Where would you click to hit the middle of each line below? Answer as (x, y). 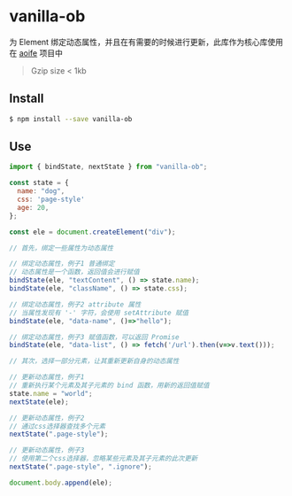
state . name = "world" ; (51, 393)
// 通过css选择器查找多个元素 (58, 426)
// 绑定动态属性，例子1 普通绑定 (62, 264)
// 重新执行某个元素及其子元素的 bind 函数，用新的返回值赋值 (109, 386)
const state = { (39, 183)
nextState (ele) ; (39, 402)
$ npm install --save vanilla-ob (71, 119)
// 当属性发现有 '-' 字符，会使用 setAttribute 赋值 (99, 313)
